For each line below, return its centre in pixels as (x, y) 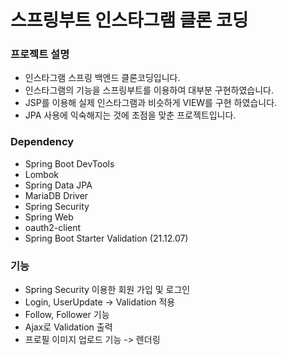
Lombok (42, 174)
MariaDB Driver (56, 195)
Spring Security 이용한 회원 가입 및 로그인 (107, 290)
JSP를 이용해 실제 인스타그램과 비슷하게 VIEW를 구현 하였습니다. (151, 103)
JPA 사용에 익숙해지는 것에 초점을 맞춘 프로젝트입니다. (130, 115)
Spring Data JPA (58, 185)
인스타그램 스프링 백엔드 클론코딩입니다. (102, 78)
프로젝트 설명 (40, 54)
